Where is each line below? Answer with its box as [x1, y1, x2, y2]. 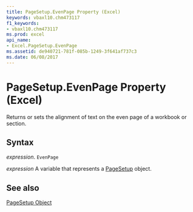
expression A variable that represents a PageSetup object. [6, 165, 152, 173]
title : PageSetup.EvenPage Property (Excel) [6, 9, 121, 15]
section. [6, 120, 27, 127]
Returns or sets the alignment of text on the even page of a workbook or [6, 113, 187, 120]
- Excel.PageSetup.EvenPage [6, 43, 78, 49]
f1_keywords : [6, 20, 39, 26]
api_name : [6, 37, 32, 43]
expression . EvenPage [6, 153, 59, 161]
